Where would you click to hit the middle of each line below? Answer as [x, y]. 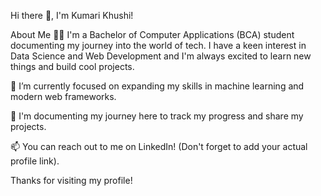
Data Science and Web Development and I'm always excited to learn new [161, 56]
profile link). [35, 161]
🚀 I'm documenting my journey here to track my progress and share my [157, 116]
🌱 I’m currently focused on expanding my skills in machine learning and [157, 86]
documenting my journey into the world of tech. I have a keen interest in [158, 45]
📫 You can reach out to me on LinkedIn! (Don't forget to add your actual [159, 146]
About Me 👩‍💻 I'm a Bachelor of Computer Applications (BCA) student [152, 34]
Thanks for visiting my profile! [71, 180]
